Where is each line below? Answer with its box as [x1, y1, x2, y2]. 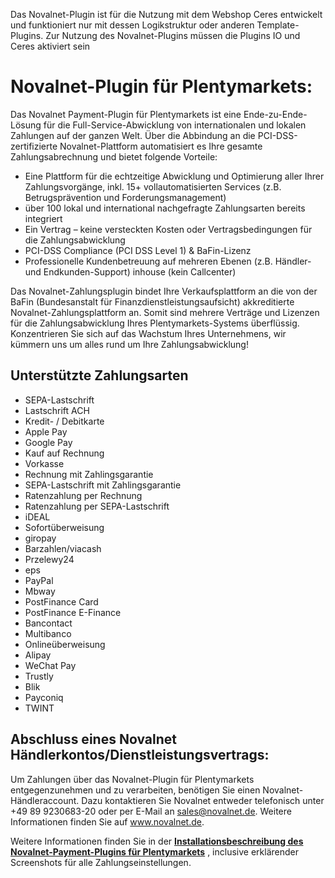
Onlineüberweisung [24, 638, 106, 650]
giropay [24, 532, 57, 544]
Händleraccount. [10, 794, 80, 806]
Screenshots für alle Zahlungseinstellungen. [10, 856, 192, 868]
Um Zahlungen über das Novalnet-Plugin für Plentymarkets [10, 773, 255, 785]
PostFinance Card [24, 595, 99, 608]
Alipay [24, 649, 52, 661]
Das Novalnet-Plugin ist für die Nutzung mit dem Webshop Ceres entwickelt [10, 9, 323, 20]
